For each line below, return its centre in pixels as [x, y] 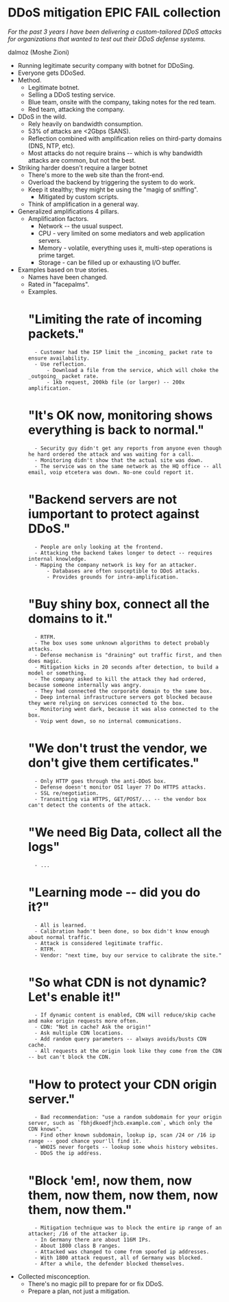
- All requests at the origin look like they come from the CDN [128, 1051]
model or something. [57, 673]
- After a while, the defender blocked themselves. [109, 1264]
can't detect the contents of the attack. [89, 805]
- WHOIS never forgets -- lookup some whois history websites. [126, 1148]
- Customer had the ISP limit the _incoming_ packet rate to [123, 352]
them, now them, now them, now [123, 1195]
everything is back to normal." [116, 430]
